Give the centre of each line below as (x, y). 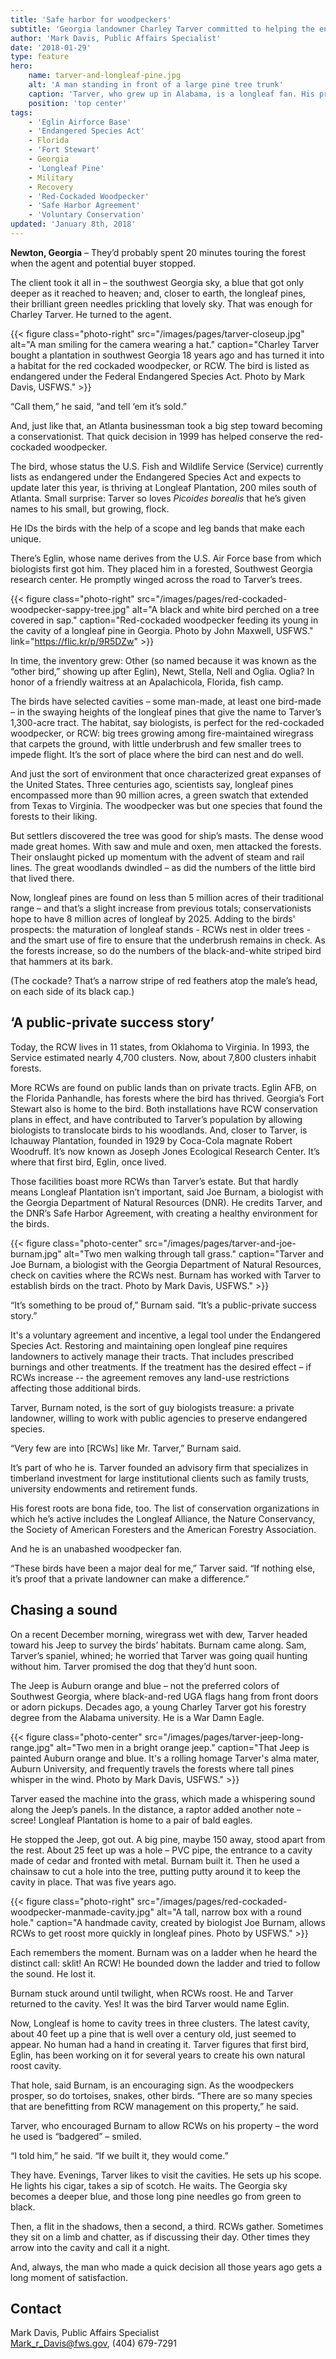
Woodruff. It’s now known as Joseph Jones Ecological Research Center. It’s (165, 1151)
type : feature (40, 57)
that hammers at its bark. (61, 961)
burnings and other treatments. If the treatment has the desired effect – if (161, 1367)
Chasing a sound (64, 1610)
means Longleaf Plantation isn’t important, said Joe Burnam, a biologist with (167, 1192)
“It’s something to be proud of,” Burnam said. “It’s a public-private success (163, 1305)
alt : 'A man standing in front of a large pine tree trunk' (156, 85)
